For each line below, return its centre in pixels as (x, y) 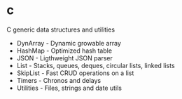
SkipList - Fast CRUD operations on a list (75, 73)
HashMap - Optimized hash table (64, 51)
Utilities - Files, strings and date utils (69, 88)
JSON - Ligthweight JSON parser (65, 58)
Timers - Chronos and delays (59, 80)
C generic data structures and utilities (61, 29)
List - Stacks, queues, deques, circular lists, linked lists (96, 65)
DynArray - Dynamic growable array (69, 43)
